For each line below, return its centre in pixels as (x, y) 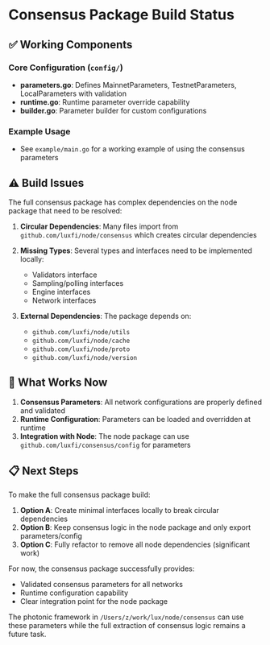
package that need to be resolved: (65, 210)
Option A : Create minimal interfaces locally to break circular (120, 510)
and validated (43, 410)
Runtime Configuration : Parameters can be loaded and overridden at (135, 419)
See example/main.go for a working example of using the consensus (133, 149)
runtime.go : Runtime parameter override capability (105, 101)
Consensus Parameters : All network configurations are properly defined (141, 402)
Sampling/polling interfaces (78, 283)
